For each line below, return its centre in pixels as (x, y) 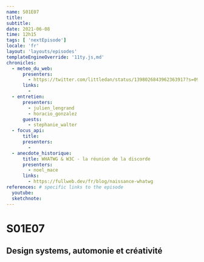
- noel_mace (43, 170)
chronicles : (21, 63)
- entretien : (28, 97)
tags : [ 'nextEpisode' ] (36, 40)
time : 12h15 (21, 35)
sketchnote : (27, 198)
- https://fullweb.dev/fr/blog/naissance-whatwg (91, 182)
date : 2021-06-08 (28, 29)
